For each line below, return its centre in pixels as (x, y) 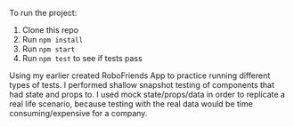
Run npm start (49, 49)
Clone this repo (50, 30)
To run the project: (43, 13)
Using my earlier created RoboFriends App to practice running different (140, 75)
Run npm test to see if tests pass (82, 58)
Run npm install (53, 40)
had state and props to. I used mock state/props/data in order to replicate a (147, 94)
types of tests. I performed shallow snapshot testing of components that (142, 85)
